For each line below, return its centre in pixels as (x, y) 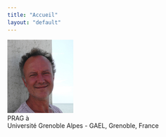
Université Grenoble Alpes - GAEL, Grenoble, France (83, 125)
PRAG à (18, 118)
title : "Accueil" (33, 15)
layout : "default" (34, 22)
